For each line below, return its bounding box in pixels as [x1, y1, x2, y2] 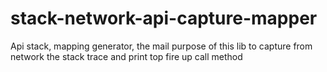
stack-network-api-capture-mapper [10, 7, 318, 30]
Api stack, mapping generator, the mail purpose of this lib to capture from [10, 40, 313, 52]
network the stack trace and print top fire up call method [10, 50, 243, 62]
